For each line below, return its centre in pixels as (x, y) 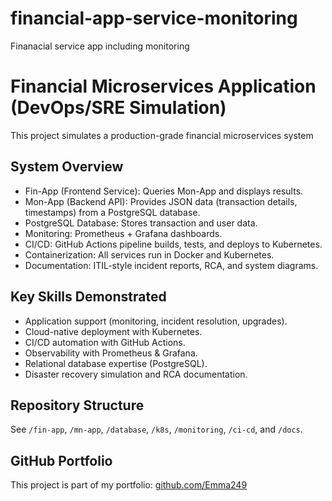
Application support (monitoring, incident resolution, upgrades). (156, 321)
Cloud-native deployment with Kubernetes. (113, 331)
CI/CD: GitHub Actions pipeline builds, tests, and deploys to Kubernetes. (173, 244)
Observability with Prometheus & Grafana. (111, 353)
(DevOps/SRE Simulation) (118, 108)
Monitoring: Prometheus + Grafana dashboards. (123, 233)
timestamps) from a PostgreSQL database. (112, 212)
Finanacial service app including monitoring (100, 46)
